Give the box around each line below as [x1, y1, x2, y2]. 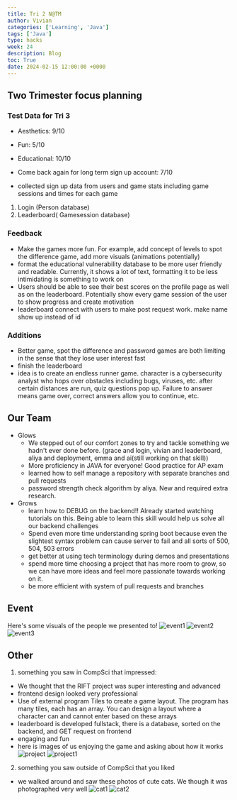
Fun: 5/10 [17, 141, 45, 149]
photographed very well [17, 785, 88, 794]
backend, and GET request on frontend [17, 727, 132, 735]
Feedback [7, 229, 42, 239]
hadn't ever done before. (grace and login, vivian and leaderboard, [28, 446, 223, 454]
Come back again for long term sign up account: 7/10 [17, 168, 173, 177]
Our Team [7, 412, 52, 424]
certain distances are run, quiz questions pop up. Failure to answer [17, 384, 213, 393]
